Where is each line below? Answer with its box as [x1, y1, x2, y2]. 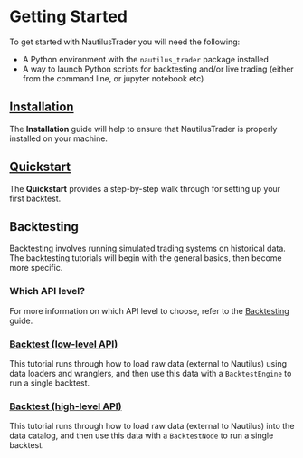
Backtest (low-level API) [9, 338, 118, 350]
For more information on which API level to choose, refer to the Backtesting [9, 305, 289, 316]
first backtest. [9, 193, 62, 204]
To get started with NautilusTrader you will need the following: [9, 36, 241, 47]
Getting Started [9, 6, 128, 27]
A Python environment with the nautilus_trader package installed [22, 53, 270, 64]
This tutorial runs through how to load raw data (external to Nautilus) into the [9, 421, 295, 432]
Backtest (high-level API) [9, 400, 122, 413]
